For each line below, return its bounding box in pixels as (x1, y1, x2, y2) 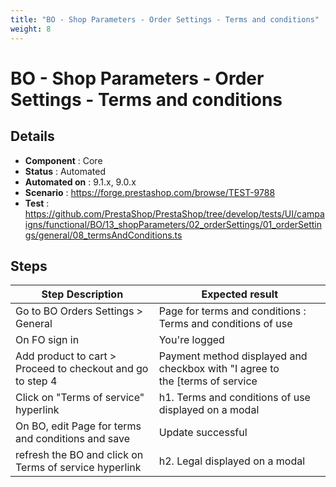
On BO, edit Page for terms (15, 419, 142, 433)
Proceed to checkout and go (15, 362, 149, 376)
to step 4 (15, 374, 58, 388)
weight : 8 (10, 24, 52, 34)
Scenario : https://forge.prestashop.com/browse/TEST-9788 (24, 186, 276, 198)
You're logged (158, 333, 225, 347)
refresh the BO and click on (15, 448, 144, 462)
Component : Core (24, 154, 103, 166)
